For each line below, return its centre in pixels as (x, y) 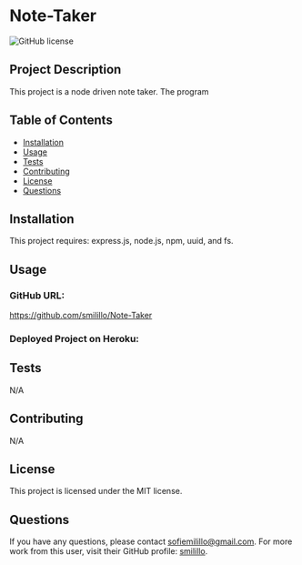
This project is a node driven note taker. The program (109, 91)
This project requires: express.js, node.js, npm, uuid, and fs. (121, 241)
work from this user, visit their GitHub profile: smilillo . (109, 551)
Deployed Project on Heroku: (74, 338)
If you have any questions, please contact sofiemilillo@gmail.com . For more (151, 541)
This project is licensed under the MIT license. (96, 491)
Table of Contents (61, 121)
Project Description (65, 70)
